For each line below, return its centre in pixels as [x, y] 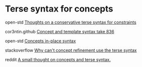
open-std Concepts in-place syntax [40, 41]
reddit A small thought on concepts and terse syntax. [58, 59]
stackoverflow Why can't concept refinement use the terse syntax [71, 50]
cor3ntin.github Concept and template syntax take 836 [60, 31]
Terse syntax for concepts [59, 9]
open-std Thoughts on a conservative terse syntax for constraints [71, 22]
